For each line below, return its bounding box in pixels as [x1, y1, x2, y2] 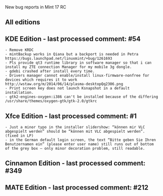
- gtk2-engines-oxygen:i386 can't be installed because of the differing [5, 94, 159, 99]
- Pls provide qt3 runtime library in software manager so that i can [5, 60, 152, 65]
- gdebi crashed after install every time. [5, 69, 95, 74]
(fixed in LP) [5, 133, 34, 138]
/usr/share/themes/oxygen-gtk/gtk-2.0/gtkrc [5, 99, 97, 104]
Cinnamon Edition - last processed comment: [5, 159, 145, 167]
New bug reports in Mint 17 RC [5, 4, 66, 10]
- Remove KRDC [5, 48, 34, 53]
